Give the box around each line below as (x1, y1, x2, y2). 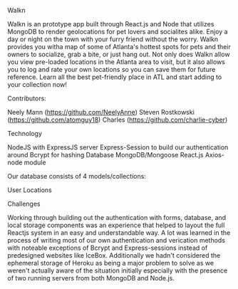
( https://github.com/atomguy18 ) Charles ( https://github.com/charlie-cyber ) (7, 115, 228, 124)
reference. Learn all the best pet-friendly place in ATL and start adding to (7, 73, 222, 81)
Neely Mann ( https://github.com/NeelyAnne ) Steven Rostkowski (7, 108, 195, 116)
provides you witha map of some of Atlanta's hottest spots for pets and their (7, 43, 232, 51)
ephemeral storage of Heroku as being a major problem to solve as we (7, 259, 214, 267)
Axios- (205, 151, 224, 159)
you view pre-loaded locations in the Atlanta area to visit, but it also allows (7, 58, 226, 66)
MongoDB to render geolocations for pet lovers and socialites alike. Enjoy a (7, 28, 228, 36)
